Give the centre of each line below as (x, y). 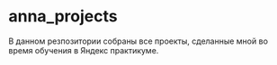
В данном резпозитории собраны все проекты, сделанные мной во (138, 41)
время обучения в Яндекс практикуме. (84, 50)
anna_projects (63, 16)
